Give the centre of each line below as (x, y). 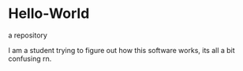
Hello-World (49, 14)
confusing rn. (30, 59)
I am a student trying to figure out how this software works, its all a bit (121, 50)
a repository (28, 35)
